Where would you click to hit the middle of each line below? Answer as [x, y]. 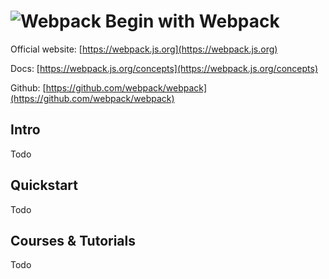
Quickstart [44, 185]
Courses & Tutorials [73, 240]
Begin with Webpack [192, 21]
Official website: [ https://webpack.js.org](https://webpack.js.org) [144, 49]
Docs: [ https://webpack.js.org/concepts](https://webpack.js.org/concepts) [164, 68]
